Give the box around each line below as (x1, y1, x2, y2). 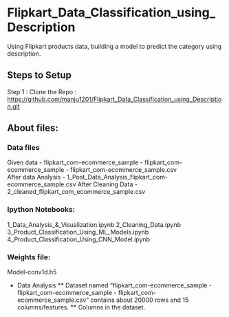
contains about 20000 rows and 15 (90, 296, 189, 304)
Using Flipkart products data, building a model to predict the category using (7, 42, 222, 50)
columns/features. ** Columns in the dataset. (17, 303, 146, 311)
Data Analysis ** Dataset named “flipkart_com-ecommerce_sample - (17, 281, 212, 289)
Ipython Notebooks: (7, 205, 76, 215)
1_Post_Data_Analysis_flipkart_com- (66, 173, 168, 182)
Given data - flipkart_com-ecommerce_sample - (7, 158, 143, 166)
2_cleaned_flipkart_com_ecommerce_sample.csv (7, 188, 146, 196)
